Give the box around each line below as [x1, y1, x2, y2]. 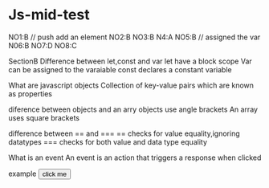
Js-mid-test [8, 6, 90, 24]
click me [42, 170, 67, 178]
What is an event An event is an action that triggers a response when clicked [8, 153, 262, 162]
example [8, 169, 37, 178]
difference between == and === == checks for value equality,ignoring [8, 129, 240, 138]
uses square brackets [8, 112, 80, 122]
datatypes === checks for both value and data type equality [8, 137, 207, 146]
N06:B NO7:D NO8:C [8, 40, 78, 50]
